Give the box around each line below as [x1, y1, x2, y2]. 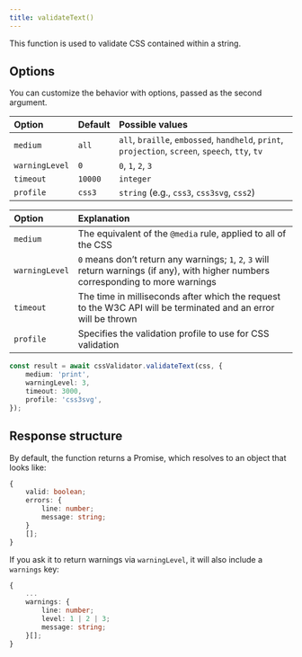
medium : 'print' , [25, 370, 91, 379]
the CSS [77, 239, 112, 252]
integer [119, 174, 152, 184]
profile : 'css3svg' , [25, 395, 102, 404]
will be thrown [77, 313, 138, 325]
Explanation [77, 212, 130, 225]
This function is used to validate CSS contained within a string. [9, 38, 241, 49]
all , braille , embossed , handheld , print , [119, 134, 284, 146]
